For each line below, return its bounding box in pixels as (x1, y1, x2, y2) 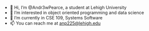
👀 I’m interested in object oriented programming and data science (9, 10, 144, 15)
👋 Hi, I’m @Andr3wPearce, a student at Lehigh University (9, 5, 127, 10)
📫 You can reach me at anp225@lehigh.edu (9, 20, 101, 26)
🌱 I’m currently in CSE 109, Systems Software (9, 15, 103, 20)
